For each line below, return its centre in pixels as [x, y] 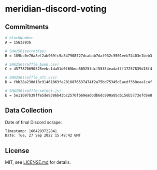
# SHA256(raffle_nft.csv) [31, 78]
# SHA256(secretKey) [26, 51]
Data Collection [29, 111]
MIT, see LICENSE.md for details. [38, 162]
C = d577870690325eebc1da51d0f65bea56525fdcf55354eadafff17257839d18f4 [78, 69]
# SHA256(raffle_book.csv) [32, 64]
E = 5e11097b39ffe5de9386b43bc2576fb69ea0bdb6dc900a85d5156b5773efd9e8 [78, 95]
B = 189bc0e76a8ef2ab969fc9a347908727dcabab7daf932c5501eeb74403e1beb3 [78, 56]
